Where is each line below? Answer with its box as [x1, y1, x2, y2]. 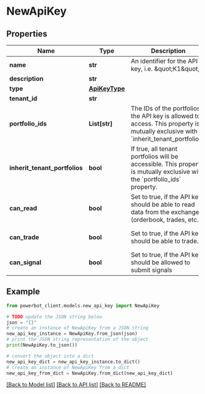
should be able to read [131, 200, 195, 209]
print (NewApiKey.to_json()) [6, 342, 78, 348]
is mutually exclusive [131, 168, 190, 176]
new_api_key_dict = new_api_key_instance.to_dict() [6, 359, 140, 365]
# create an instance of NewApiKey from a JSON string [6, 325, 149, 331]
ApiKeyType [88, 84, 125, 93]
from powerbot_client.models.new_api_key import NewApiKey [6, 303, 160, 309]
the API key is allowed [131, 112, 193, 120]
